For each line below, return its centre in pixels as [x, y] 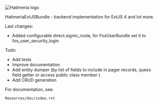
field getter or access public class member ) [56, 75]
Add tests [22, 60]
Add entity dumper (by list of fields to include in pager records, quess [81, 70]
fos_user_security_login [35, 41]
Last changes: [19, 26]
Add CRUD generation [34, 80]
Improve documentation [36, 65]
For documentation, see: [30, 89]
